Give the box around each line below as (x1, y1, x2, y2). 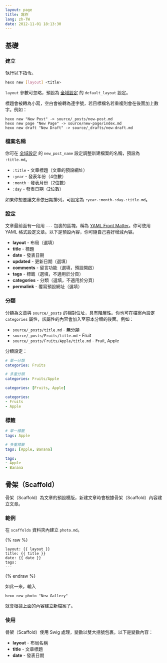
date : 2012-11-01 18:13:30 (5, 21, 61, 27)
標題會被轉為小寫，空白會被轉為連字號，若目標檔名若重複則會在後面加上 (5, 100, 154, 106)
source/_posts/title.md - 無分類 (12, 327, 80, 333)
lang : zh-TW (5, 17, 30, 22)
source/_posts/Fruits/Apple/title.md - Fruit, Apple (12, 337, 119, 344)
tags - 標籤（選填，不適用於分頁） (12, 271, 84, 277)
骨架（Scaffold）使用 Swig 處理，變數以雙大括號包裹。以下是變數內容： (5, 629, 153, 635)
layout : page (5, 7, 32, 13)
